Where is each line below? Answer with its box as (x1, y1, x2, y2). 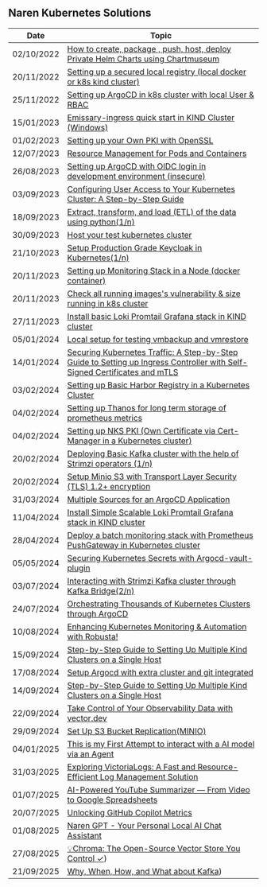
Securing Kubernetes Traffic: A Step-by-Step (67, 346, 238, 357)
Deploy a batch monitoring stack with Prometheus (67, 529, 253, 540)
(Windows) (67, 122, 109, 133)
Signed (67, 366, 94, 377)
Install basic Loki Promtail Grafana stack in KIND (67, 310, 246, 321)
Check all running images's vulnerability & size (67, 288, 241, 299)
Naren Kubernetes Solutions (8, 6, 152, 20)
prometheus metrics (67, 412, 143, 423)
